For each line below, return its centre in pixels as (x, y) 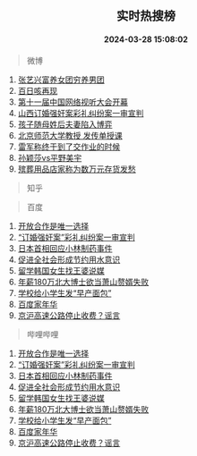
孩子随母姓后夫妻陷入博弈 (65, 124)
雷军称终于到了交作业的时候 (69, 147)
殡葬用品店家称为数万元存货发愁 (77, 169)
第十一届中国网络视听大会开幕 (73, 102)
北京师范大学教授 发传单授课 (70, 135)
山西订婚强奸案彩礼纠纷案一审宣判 (81, 113)
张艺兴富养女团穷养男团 (61, 80)
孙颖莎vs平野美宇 (50, 157)
